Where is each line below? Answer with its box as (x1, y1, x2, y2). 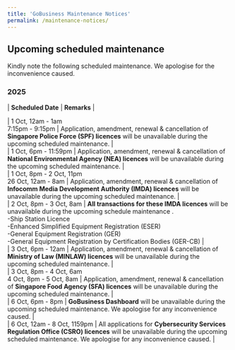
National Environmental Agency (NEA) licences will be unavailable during (7, 154, 224, 163)
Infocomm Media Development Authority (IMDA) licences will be (7, 185, 200, 193)
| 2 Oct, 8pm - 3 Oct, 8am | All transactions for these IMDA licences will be (7, 199, 229, 208)
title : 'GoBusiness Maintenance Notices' (7, 10, 131, 18)
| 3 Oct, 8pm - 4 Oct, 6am (7, 267, 83, 276)
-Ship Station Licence (7, 214, 71, 223)
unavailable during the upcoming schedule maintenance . (7, 206, 174, 216)
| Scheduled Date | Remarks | (7, 103, 95, 112)
